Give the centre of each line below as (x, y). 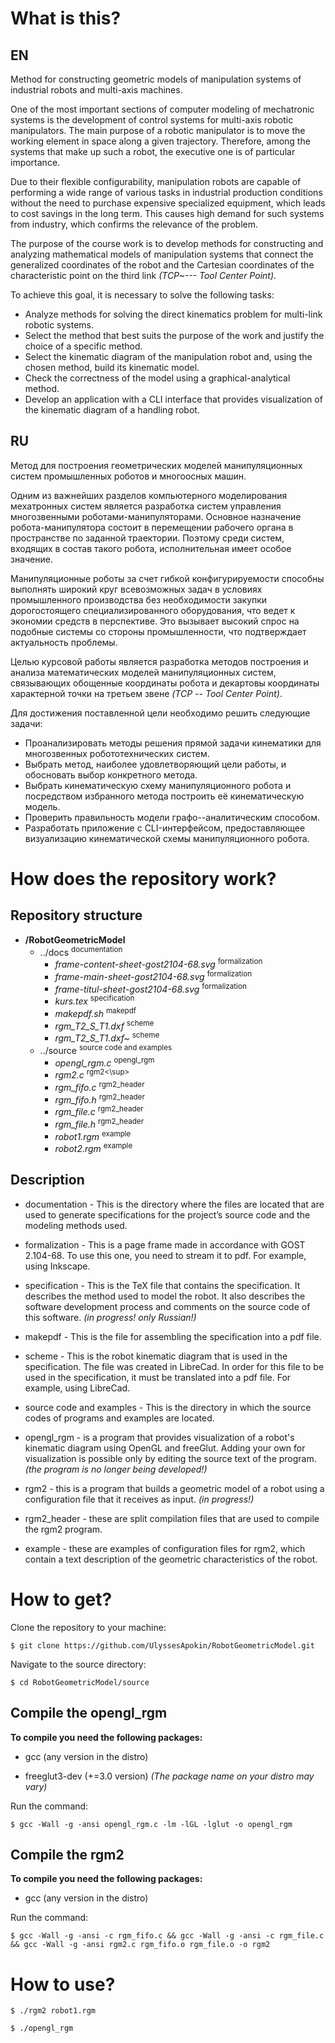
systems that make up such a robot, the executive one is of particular (153, 151)
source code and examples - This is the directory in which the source (168, 1407)
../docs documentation (81, 951)
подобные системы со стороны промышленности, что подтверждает (158, 631)
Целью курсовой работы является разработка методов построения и (159, 661)
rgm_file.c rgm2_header (99, 1110)
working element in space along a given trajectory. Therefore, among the (160, 141)
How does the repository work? (143, 879)
